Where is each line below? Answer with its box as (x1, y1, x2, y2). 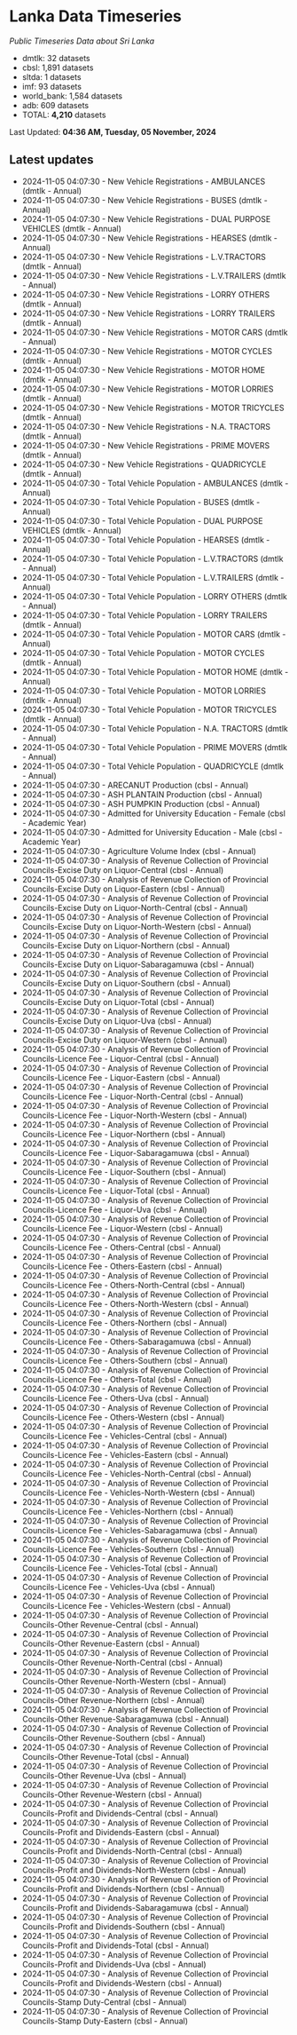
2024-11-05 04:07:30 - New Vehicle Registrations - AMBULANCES (21, 176, 266, 186)
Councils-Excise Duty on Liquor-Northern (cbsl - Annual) (21, 939, 231, 951)
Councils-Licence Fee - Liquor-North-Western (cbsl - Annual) (21, 1110, 247, 1120)
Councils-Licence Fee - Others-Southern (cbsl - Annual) (21, 1355, 229, 1366)
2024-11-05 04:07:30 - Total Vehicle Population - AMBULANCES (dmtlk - (21, 478, 289, 488)
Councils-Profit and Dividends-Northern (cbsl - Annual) (21, 1883, 225, 1894)
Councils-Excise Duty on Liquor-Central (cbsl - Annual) (21, 864, 224, 875)
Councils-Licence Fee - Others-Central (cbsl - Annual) (21, 1241, 222, 1253)
